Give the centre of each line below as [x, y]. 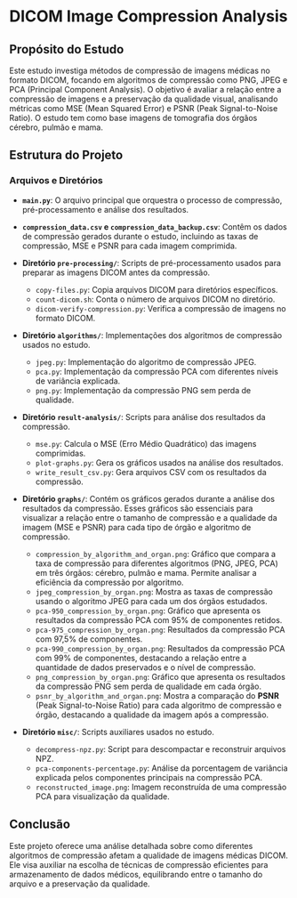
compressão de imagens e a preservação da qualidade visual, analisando [144, 99]
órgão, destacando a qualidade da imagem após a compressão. [152, 715]
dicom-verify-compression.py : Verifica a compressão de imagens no [161, 308]
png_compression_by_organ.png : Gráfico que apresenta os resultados [161, 676]
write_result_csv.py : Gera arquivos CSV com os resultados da [151, 472]
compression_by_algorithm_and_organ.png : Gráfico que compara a [156, 554]
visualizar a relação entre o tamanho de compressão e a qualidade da [149, 517]
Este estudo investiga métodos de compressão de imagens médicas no [140, 70]
